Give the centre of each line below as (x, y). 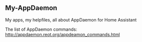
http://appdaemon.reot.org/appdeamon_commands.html (63, 34)
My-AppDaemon (31, 8)
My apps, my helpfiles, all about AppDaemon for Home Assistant (71, 20)
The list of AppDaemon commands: (41, 29)
